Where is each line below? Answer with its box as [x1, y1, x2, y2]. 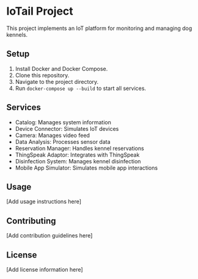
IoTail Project [6, 4, 73, 18]
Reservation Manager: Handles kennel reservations [15, 144, 145, 152]
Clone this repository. [15, 72, 70, 79]
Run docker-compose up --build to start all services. [15, 84, 147, 92]
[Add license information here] [6, 266, 84, 273]
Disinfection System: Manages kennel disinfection [15, 157, 141, 165]
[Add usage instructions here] [6, 198, 81, 206]
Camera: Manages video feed [15, 132, 90, 139]
